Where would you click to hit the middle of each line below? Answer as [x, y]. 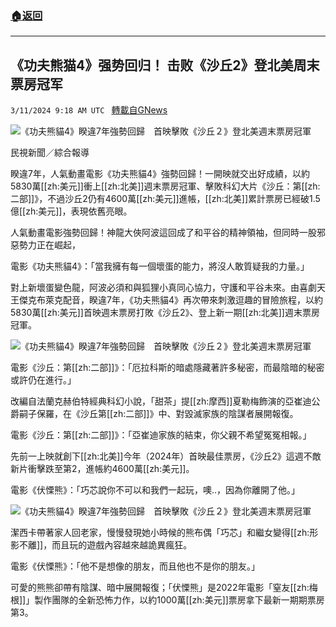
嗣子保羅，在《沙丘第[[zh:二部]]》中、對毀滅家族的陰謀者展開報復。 [158, 414]
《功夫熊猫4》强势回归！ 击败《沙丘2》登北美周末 [165, 65]
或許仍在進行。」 [43, 380]
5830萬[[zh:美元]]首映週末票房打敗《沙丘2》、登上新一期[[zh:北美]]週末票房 [165, 313]
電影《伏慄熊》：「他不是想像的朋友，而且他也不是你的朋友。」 [135, 566]
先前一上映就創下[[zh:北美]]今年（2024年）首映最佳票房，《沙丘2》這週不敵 [166, 456]
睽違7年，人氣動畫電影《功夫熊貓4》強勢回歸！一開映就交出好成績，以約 [160, 174]
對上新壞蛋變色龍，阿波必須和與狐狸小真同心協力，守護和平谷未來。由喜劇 [163, 288]
